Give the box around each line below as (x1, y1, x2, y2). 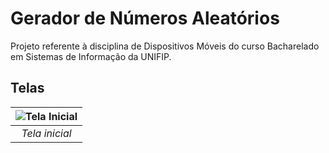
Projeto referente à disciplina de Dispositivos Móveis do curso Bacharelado (10, 40, 320, 52)
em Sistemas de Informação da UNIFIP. (10, 50, 172, 62)
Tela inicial (21, 126, 72, 140)
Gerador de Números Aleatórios (10, 7, 280, 30)
